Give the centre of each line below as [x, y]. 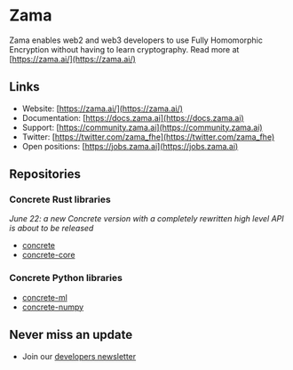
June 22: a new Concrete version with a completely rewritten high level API [146, 219]
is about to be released [51, 229]
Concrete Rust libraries [60, 199]
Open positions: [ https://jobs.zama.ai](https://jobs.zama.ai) [130, 146]
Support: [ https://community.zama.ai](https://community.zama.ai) [143, 127]
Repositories [45, 174]
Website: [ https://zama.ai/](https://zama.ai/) [103, 109]
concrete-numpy [53, 307]
